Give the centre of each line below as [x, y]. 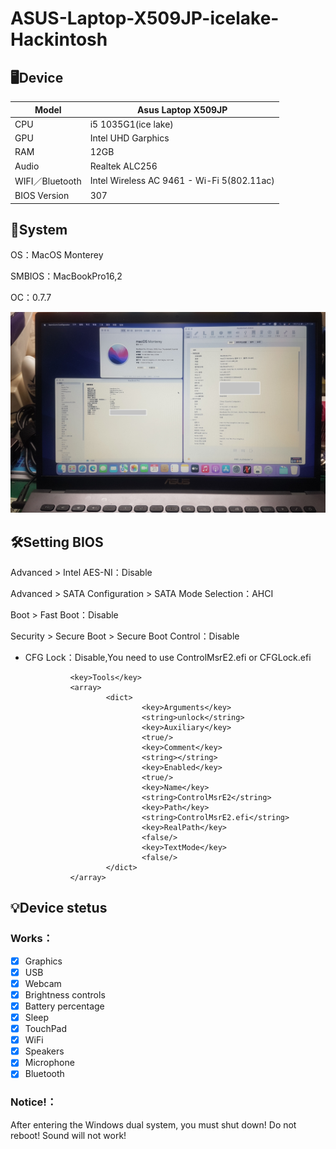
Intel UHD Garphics [129, 138]
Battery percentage [64, 1006]
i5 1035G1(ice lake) [131, 124]
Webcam [43, 983]
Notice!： [34, 1102]
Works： [32, 939]
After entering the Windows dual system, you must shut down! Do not [153, 1124]
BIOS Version [42, 195]
